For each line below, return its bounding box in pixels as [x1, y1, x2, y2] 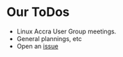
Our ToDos [6, 4, 70, 20]
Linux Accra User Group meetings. [16, 27, 117, 35]
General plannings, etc [16, 34, 82, 42]
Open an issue [16, 42, 59, 50]
